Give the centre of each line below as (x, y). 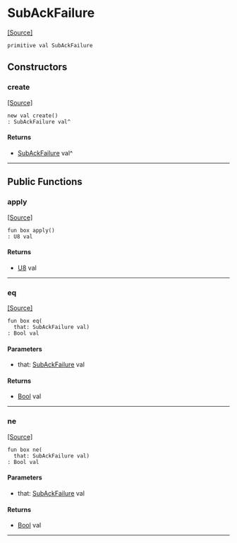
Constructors (37, 67)
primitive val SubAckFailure (50, 45)
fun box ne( (25, 450)
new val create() (33, 115)
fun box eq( (25, 321)
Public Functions (45, 182)
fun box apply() (31, 230)
